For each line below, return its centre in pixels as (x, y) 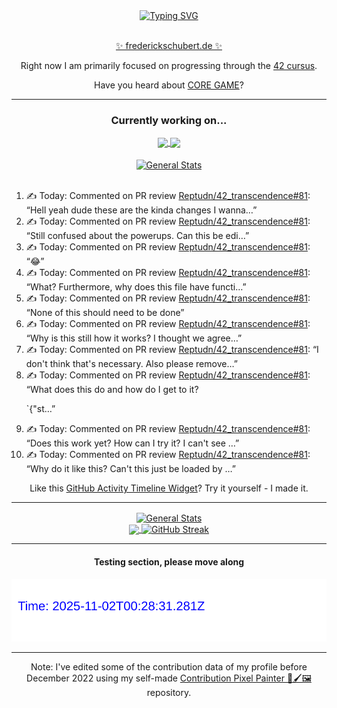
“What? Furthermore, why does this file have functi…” (136, 287)
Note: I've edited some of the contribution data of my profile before (169, 667)
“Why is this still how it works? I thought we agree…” (134, 338)
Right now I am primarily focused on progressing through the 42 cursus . (169, 65)
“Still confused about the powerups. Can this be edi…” (137, 236)
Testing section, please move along (169, 562)
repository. (169, 693)
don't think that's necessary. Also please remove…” (131, 364)
